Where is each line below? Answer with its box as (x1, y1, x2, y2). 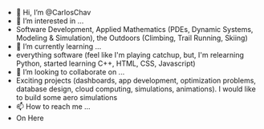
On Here (15, 113, 44, 123)
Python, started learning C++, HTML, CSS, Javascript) (15, 58, 196, 68)
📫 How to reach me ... (15, 102, 91, 111)
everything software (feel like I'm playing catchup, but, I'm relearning (15, 50, 245, 59)
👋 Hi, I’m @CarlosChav (15, 8, 91, 17)
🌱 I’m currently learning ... (15, 42, 102, 51)
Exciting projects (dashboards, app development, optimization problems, (15, 76, 257, 85)
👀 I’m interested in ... (15, 16, 84, 26)
